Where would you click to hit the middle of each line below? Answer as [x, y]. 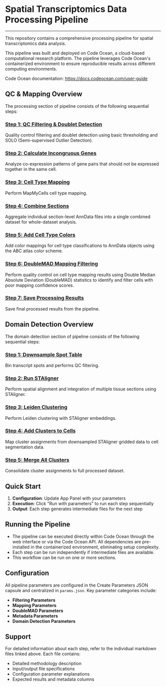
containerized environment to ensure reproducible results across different [80, 64]
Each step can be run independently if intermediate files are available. [83, 552]
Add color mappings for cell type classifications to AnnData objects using [80, 246]
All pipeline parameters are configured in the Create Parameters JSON [77, 585]
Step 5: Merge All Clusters [37, 459]
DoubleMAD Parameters [38, 611]
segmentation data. [25, 447]
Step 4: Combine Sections [37, 206]
